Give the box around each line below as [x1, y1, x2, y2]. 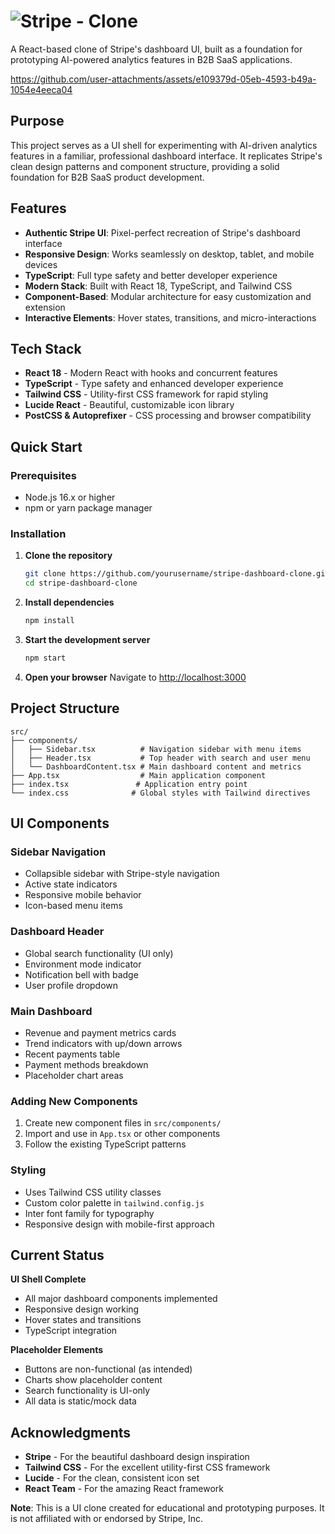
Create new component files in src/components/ [24, 1117, 222, 1129]
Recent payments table [24, 1048, 121, 1060]
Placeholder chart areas [24, 1069, 124, 1081]
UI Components [10, 815, 110, 832]
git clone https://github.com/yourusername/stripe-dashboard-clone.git [24, 569, 330, 579]
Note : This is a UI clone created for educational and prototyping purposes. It [10, 1502, 325, 1514]
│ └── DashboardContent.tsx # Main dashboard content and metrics [10, 761, 302, 772]
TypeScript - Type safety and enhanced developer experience [24, 378, 284, 390]
